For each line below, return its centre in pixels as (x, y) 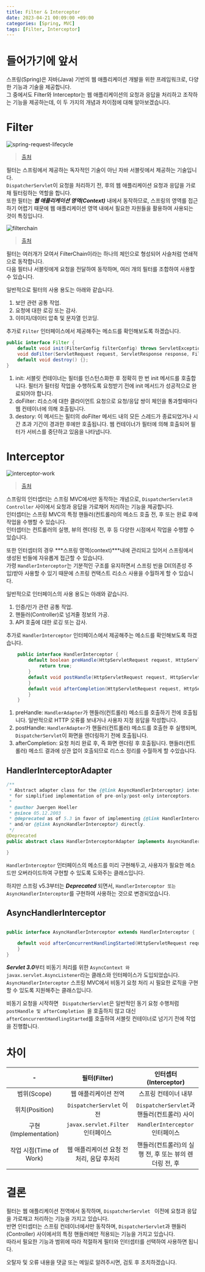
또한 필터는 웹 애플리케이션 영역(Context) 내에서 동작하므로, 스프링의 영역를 (97, 201)
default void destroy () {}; (53, 360)
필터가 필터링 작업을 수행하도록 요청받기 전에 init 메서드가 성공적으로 (110, 386)
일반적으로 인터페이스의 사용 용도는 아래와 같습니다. (67, 594)
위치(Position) (34, 1110)
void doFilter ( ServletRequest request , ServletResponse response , (103, 354)
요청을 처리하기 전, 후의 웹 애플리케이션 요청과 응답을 (122, 185)
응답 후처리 (105, 1159)
